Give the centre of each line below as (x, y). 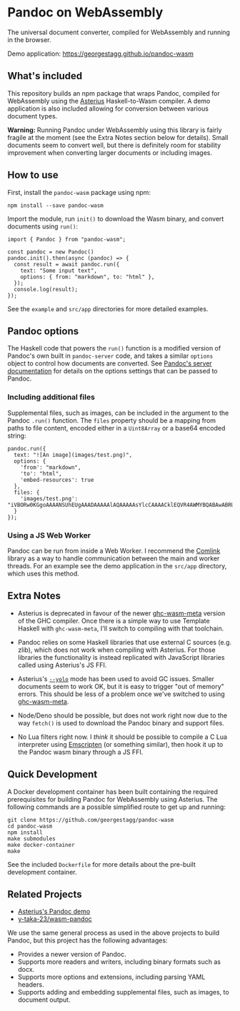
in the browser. (29, 39)
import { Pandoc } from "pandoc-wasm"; (67, 239)
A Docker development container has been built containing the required (112, 791)
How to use (33, 175)
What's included (45, 76)
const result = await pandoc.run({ (67, 264)
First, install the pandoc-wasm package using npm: (79, 192)
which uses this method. (44, 573)
